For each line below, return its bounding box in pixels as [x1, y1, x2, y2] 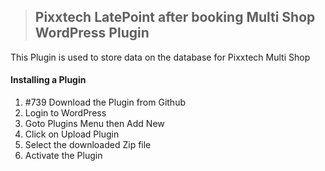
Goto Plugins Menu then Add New [24, 118, 165, 130]
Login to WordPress [24, 107, 107, 119]
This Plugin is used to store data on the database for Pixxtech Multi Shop [10, 51, 311, 63]
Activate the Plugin [24, 150, 103, 162]
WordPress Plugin [34, 25, 150, 42]
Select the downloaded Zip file [24, 139, 152, 151]
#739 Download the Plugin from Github [24, 96, 187, 109]
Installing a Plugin [10, 74, 87, 86]
